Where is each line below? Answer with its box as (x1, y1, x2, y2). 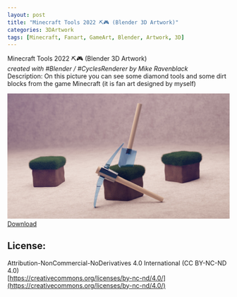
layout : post (7, 11, 46, 18)
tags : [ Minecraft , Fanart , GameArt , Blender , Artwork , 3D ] (7, 34, 185, 41)
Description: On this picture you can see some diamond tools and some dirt (7, 72, 227, 80)
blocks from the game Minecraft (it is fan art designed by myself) (7, 80, 196, 88)
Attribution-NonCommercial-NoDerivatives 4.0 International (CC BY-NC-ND (7, 258, 227, 267)
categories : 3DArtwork (7, 26, 74, 33)
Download (7, 219, 37, 228)
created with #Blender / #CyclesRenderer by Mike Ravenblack (7, 64, 188, 73)
